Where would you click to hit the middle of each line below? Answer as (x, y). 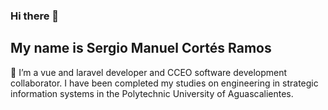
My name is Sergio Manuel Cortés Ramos (141, 48)
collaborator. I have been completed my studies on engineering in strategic (164, 83)
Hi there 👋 (35, 16)
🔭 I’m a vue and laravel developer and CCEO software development (149, 72)
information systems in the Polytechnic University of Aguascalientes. (152, 93)
